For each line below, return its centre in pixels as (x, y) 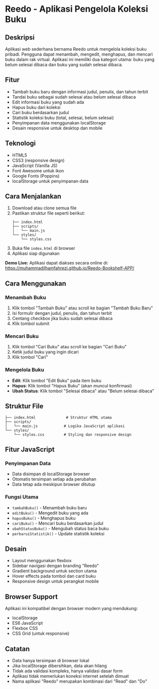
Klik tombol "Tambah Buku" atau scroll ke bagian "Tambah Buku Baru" (82, 308)
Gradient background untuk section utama (54, 571)
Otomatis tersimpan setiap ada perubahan (54, 479)
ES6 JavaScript (27, 623)
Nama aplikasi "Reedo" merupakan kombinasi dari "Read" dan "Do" (79, 681)
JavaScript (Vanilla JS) (35, 165)
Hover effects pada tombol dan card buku (54, 576)
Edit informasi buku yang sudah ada (48, 102)
